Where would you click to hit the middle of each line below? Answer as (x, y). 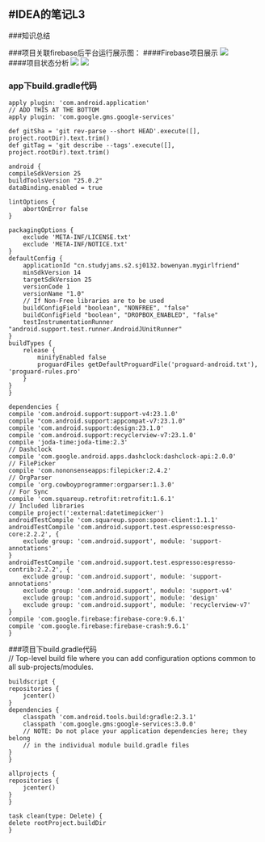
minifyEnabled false (72, 358)
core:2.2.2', (30, 535)
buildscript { (32, 682)
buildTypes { (30, 343)
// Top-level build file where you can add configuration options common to (132, 659)
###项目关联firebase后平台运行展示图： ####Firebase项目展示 (113, 53)
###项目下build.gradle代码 (53, 650)
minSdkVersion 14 (52, 273)
